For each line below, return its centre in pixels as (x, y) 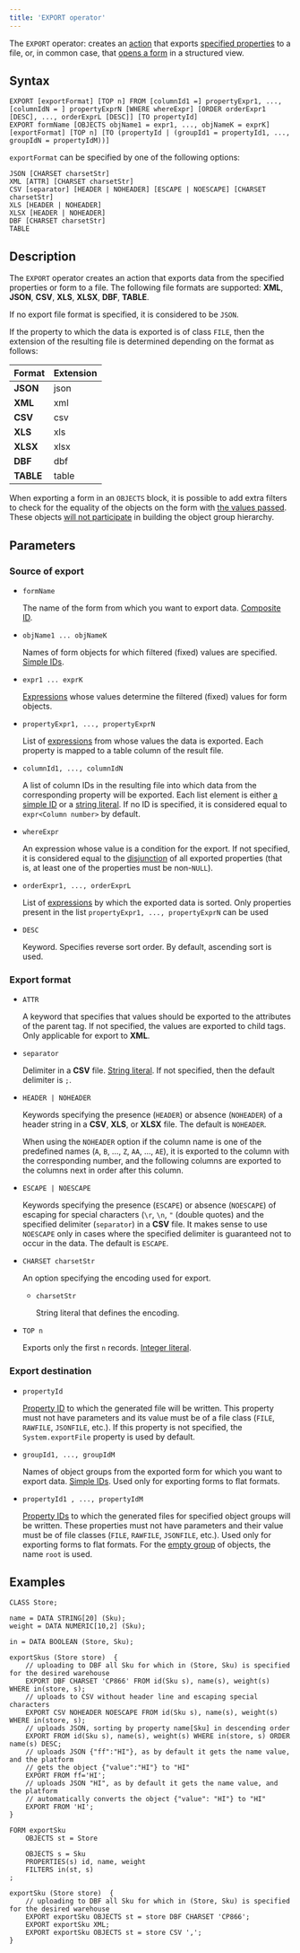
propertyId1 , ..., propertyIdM (82, 1499)
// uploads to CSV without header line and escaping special (141, 1697)
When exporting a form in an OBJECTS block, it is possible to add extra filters (148, 498)
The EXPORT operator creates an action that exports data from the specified (147, 278)
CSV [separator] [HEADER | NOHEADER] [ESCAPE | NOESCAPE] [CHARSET (138, 189)
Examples (37, 1582)
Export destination (51, 1371)
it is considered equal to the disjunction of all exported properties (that (152, 858)
